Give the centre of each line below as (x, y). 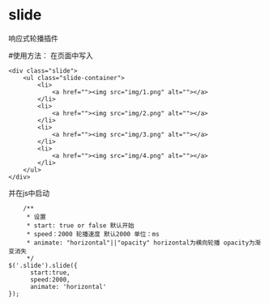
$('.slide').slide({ (43, 265)
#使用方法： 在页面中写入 (51, 55)
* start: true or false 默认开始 (81, 225)
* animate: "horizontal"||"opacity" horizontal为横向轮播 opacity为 (141, 243)
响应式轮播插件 (33, 38)
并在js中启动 (29, 193)
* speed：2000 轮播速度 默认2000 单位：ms (93, 234)
